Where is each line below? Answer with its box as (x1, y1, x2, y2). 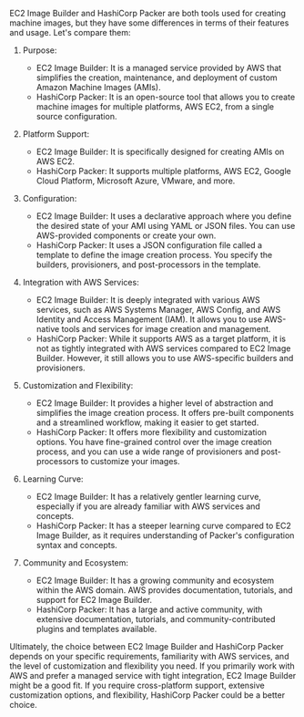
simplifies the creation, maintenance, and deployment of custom (35, 72, 278, 83)
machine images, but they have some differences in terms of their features (9, 17, 289, 28)
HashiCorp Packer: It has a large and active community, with (35, 604, 263, 615)
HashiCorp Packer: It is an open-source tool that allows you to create (35, 91, 296, 102)
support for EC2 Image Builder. (35, 595, 153, 605)
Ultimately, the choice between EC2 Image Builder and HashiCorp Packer (9, 641, 284, 651)
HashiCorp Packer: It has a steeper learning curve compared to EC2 (35, 520, 291, 531)
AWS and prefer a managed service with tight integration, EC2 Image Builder (9, 670, 297, 681)
